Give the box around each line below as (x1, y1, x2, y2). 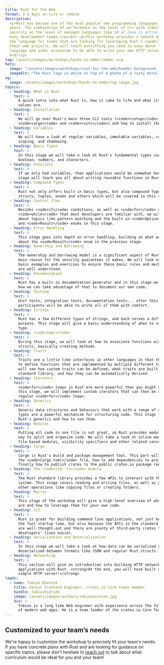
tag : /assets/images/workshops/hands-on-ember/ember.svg (5, 57, 123, 62)
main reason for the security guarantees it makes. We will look (18, 257, 154, 262)
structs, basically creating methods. (18, 344, 97, 349)
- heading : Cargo (9, 444, 45, 449)
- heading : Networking (9, 553, 56, 558)
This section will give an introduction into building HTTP (18, 562, 143, 567)
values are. (18, 103, 42, 108)
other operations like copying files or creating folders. (18, 485, 141, 490)
